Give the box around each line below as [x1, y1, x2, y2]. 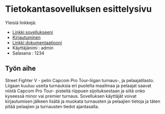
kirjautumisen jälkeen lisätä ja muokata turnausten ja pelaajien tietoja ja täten [5, 98, 161, 104]
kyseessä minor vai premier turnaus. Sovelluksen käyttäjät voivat [5, 93, 137, 99]
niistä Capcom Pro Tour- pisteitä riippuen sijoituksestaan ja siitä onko [5, 87, 145, 94]
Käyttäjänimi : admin [12, 45, 54, 51]
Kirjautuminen [12, 34, 41, 40]
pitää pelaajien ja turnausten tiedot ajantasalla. [5, 103, 99, 109]
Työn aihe [5, 64, 36, 73]
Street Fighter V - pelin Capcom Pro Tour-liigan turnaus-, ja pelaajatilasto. [5, 77, 154, 83]
